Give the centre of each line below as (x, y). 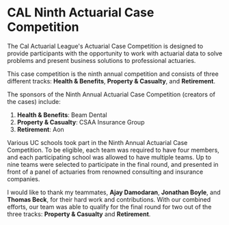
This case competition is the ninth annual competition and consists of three (113, 74)
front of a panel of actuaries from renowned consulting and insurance (105, 172)
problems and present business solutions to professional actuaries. (102, 60)
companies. (24, 178)
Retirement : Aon (41, 129)
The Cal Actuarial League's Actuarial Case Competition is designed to (105, 46)
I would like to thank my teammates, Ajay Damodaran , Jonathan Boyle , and (114, 192)
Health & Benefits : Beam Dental (62, 115)
